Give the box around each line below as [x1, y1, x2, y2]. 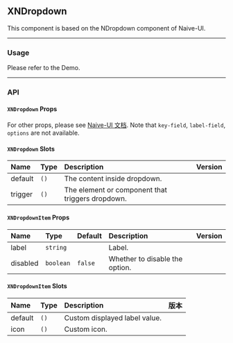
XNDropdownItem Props [7, 213, 70, 221]
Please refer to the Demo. [7, 64, 81, 72]
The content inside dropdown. [64, 174, 162, 183]
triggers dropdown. [64, 194, 127, 203]
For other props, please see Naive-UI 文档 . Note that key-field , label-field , [7, 121, 226, 129]
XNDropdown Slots [7, 144, 55, 153]
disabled [10, 258, 39, 268]
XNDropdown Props [7, 104, 58, 113]
